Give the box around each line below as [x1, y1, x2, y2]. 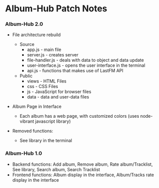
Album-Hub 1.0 [5, 150, 42, 157]
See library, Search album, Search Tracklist [12, 166, 100, 172]
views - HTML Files [27, 78, 67, 84]
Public [19, 73, 33, 79]
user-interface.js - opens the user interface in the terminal [27, 62, 146, 68]
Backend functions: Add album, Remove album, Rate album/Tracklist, [12, 161, 153, 167]
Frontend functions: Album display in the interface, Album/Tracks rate [12, 172, 154, 178]
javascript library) [35, 118, 71, 124]
